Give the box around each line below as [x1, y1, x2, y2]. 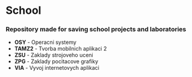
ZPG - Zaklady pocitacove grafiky [14, 58, 99, 65]
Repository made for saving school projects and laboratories [5, 25, 187, 34]
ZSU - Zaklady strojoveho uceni [14, 52, 94, 59]
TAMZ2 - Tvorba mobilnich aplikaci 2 [14, 45, 107, 52]
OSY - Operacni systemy [14, 38, 76, 46]
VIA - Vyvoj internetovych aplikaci [14, 64, 100, 72]
